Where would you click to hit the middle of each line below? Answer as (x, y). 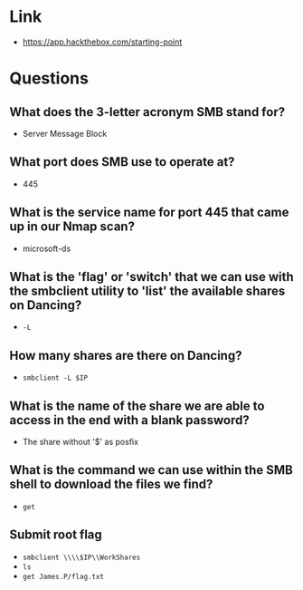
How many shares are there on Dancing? (126, 355)
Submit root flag (56, 535)
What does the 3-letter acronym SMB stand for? (147, 112)
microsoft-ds (47, 248)
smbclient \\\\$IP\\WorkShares (81, 557)
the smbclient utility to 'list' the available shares (147, 290)
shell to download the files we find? (111, 484)
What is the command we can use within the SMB (151, 470)
